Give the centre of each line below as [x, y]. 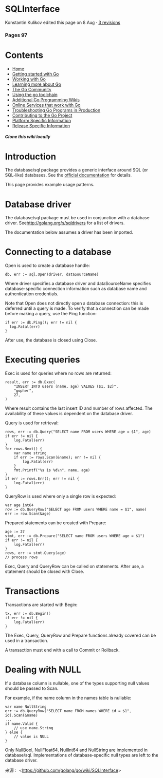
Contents [24, 55]
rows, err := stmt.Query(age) [36, 553]
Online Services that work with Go [46, 105]
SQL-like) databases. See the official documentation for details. [69, 175]
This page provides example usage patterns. [50, 185]
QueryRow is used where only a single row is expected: [61, 496]
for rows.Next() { [24, 449]
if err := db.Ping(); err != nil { [41, 323]
